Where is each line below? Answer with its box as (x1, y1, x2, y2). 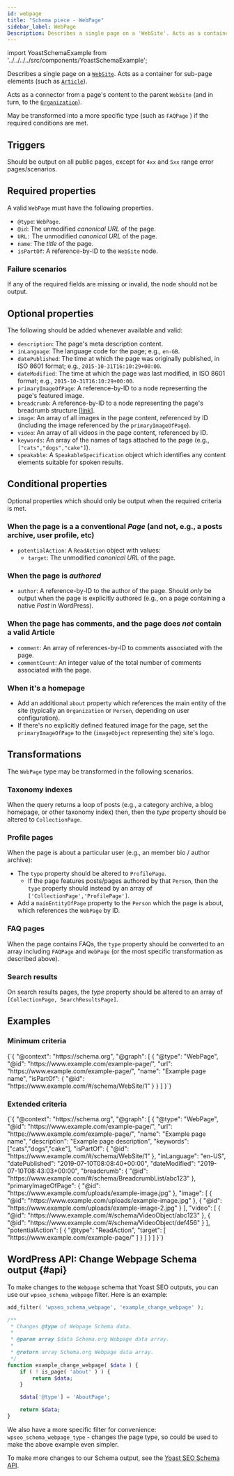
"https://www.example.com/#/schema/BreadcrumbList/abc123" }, (7, 1174, 196, 1182)
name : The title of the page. (17, 239, 94, 247)
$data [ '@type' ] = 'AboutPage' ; (19, 1394, 111, 1401)
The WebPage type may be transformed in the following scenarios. (7, 767, 194, 776)
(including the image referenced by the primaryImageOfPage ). (17, 421, 192, 429)
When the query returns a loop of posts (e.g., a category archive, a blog (7, 801, 214, 809)
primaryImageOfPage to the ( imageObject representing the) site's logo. (17, 728, 214, 737)
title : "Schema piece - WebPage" (7, 17, 104, 24)
